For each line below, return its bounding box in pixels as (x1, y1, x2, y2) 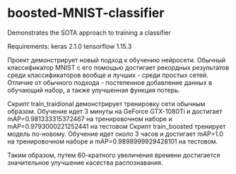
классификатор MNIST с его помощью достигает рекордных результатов (7, 63, 230, 71)
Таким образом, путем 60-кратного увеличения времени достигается (7, 151, 220, 159)
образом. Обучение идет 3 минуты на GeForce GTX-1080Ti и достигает (7, 107, 223, 115)
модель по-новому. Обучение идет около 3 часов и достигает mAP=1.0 (7, 129, 224, 138)
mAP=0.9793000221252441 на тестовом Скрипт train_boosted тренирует (7, 122, 226, 130)
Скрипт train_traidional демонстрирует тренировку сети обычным (7, 99, 206, 108)
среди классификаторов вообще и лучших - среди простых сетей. (7, 71, 208, 79)
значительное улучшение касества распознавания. (7, 158, 164, 167)
